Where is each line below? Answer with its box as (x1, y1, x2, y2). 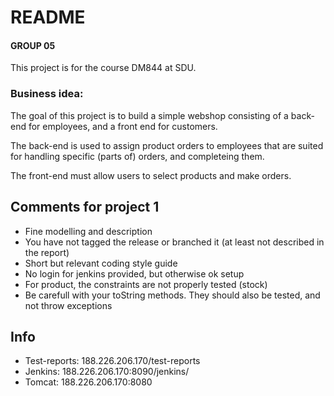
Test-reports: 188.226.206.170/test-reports (24, 355, 201, 367)
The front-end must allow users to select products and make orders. (10, 169, 292, 181)
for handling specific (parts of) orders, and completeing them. (10, 150, 265, 162)
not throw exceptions (24, 299, 113, 311)
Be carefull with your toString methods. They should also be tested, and (24, 289, 321, 301)
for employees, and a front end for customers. (28, 120, 218, 132)
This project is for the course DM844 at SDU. (10, 62, 197, 74)
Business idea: (10, 87, 84, 101)
